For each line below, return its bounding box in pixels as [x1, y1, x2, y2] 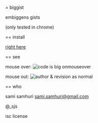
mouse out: [5, 73, 29, 80]
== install [5, 34, 25, 40]
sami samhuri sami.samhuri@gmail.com [5, 93, 89, 99]
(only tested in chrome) [5, 24, 55, 30]
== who [5, 84, 22, 89]
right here [5, 44, 26, 50]
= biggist [5, 5, 24, 10]
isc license [5, 113, 28, 119]
